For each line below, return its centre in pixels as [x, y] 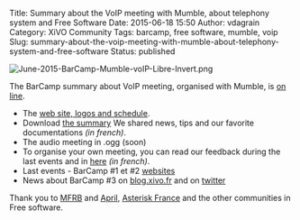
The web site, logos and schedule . [86, 113]
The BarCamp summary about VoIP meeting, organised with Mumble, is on [148, 86]
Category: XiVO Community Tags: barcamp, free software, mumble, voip [144, 32]
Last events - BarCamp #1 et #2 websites [99, 171]
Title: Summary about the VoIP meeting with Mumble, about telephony [140, 13]
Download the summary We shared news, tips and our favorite [138, 123]
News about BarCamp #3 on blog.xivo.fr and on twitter [124, 180]
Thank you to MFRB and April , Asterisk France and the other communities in [150, 198]
